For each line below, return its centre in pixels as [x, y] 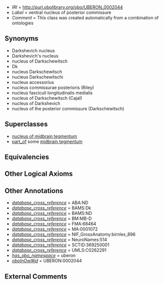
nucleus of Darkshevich [36, 103]
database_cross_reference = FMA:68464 [54, 224]
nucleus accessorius [33, 82]
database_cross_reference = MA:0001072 [55, 229]
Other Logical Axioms [39, 174]
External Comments [36, 276]
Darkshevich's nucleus [35, 56]
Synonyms [22, 38]
